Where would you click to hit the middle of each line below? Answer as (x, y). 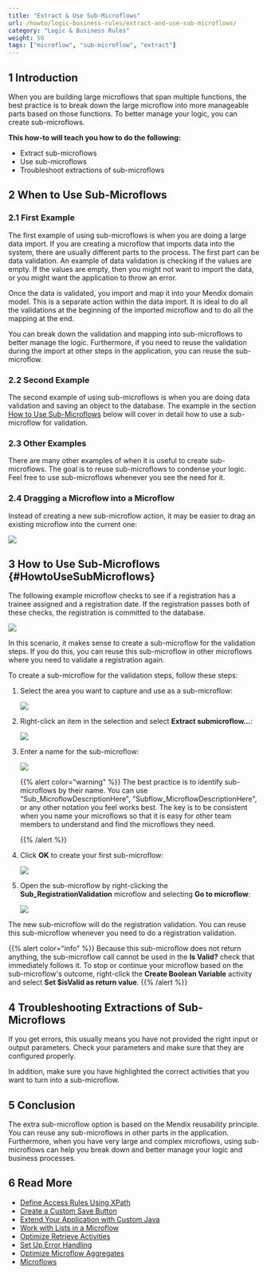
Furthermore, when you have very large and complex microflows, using (126, 1141)
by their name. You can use (103, 791)
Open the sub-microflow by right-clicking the (94, 886)
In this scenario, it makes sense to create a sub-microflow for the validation (132, 643)
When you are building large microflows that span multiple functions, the (128, 96)
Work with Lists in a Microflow (69, 1228)
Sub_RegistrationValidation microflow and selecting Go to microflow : (135, 895)
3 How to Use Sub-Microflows (84, 564)
